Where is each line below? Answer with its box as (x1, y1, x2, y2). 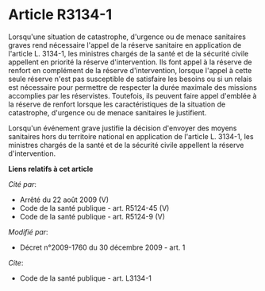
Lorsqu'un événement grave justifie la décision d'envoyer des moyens (8, 123, 237, 133)
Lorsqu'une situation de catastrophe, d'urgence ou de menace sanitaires (8, 32, 246, 41)
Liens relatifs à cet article (8, 164, 94, 173)
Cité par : (8, 179, 37, 188)
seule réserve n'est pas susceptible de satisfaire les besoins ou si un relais (8, 74, 252, 83)
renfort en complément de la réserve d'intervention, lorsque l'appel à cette (8, 65, 252, 75)
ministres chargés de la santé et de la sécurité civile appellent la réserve (8, 140, 244, 149)
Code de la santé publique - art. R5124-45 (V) (19, 203, 170, 212)
